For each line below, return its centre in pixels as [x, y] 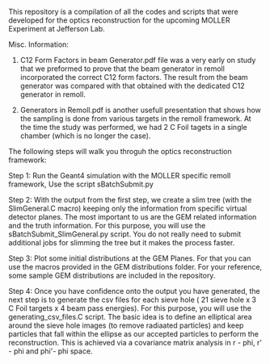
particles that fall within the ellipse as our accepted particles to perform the [133, 334]
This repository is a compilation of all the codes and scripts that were [123, 12]
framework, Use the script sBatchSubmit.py [81, 184]
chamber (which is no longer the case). [85, 136]
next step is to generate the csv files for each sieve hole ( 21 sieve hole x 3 [133, 299]
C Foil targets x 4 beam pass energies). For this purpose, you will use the [130, 308]
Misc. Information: [38, 44]
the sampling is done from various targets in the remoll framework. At [136, 119]
